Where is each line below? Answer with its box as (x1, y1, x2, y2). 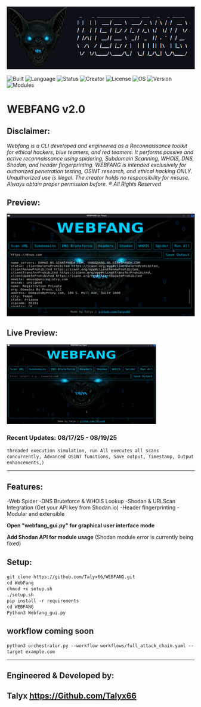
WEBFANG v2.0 (7, 102, 86, 116)
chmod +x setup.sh (7, 585, 52, 592)
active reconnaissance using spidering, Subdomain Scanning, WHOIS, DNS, (7, 155, 194, 162)
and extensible (28, 510, 65, 518)
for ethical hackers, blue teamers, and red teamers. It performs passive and (7, 148, 194, 156)
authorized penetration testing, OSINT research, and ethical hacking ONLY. (7, 167, 193, 174)
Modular (7, 510, 27, 518)
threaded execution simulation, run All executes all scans (7, 448, 160, 454)
